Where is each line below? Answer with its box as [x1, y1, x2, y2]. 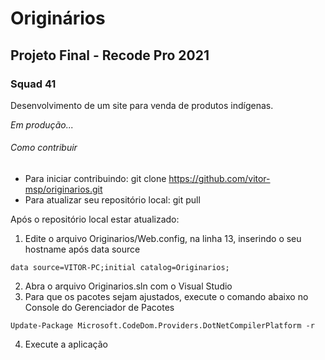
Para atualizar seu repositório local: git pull [24, 194, 201, 206]
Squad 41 [10, 77, 57, 91]
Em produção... [10, 118, 74, 131]
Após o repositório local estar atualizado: [10, 213, 180, 226]
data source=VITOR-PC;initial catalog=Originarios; [10, 263, 230, 273]
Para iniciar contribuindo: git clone [24, 173, 167, 185]
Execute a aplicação [24, 338, 108, 351]
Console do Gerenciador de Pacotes [24, 302, 175, 314]
